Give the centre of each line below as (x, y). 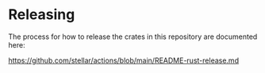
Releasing (42, 15)
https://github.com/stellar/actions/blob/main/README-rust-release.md (124, 60)
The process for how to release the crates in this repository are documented (133, 36)
